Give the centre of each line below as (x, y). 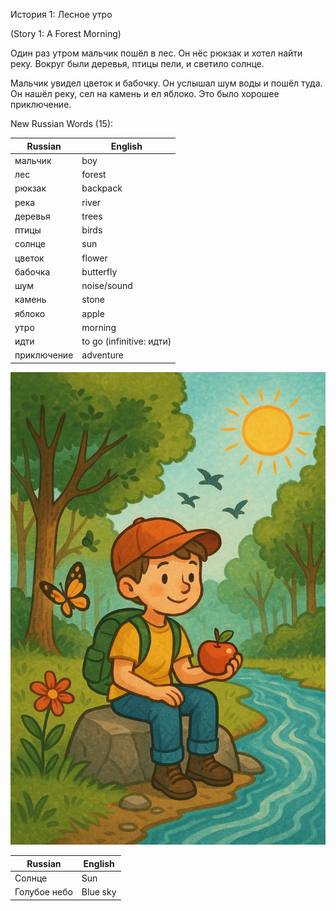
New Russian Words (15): (62, 123)
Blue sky (99, 892)
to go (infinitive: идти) (126, 341)
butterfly (99, 271)
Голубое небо (43, 892)
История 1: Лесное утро (61, 14)
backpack (102, 188)
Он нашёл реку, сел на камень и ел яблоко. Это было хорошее (145, 93)
